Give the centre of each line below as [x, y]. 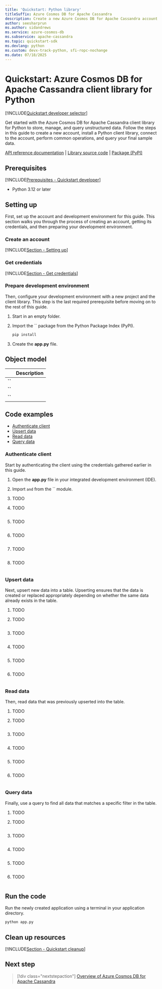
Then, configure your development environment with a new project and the [80, 296]
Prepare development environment [47, 286]
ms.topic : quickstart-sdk [31, 41]
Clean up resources [35, 937]
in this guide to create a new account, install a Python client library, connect [81, 133]
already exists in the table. [31, 601]
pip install [24, 334]
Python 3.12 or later [31, 189]
